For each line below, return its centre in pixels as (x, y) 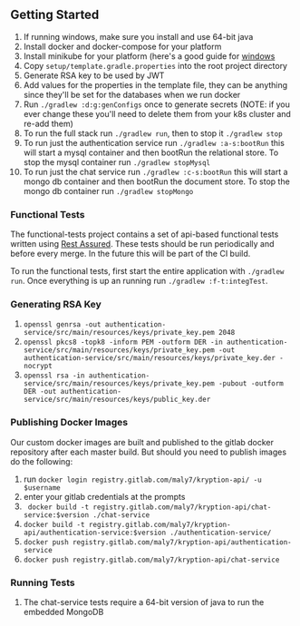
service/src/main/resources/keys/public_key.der (117, 400)
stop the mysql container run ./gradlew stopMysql (117, 161)
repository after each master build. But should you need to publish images (149, 452)
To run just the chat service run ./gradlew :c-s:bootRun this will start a (155, 171)
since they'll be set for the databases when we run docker (132, 94)
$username (42, 488)
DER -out (40, 392)
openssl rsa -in (54, 376)
